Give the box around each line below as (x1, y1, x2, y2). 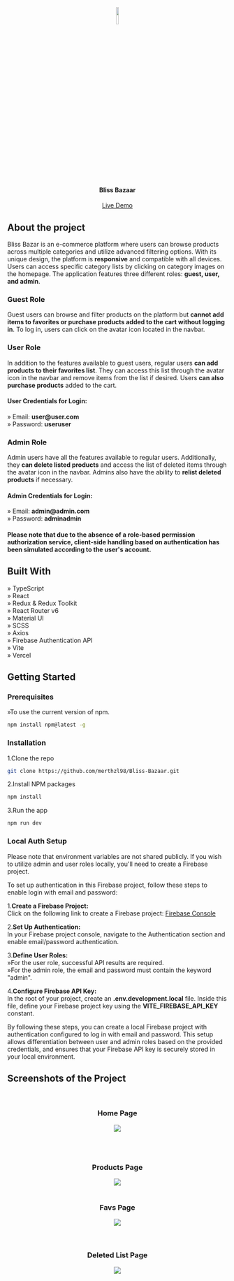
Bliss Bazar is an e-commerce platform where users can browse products (7, 240, 219, 249)
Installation (7, 738, 47, 748)
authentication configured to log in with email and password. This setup (7, 1030, 214, 1038)
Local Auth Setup (7, 837, 68, 846)
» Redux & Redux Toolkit (7, 599, 78, 607)
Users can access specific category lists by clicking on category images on (7, 262, 225, 271)
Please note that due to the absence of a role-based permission (7, 530, 196, 539)
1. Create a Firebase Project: (7, 902, 89, 910)
